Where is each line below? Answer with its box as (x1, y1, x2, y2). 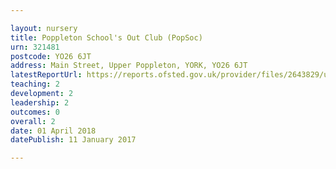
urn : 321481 (10, 42, 60, 52)
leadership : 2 (10, 97, 70, 108)
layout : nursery (10, 23, 78, 33)
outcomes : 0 (10, 107, 60, 117)
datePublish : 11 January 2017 (10, 135, 137, 145)
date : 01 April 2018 (10, 126, 97, 136)
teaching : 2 (10, 79, 60, 90)
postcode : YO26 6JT (10, 51, 92, 61)
